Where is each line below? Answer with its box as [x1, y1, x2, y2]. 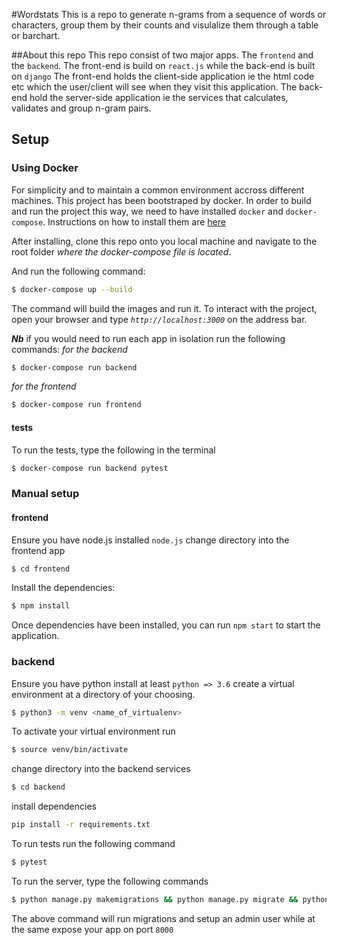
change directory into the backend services [11, 763, 191, 775]
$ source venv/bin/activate [11, 745, 129, 755]
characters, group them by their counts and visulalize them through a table [11, 19, 319, 31]
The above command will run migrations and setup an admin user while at [11, 912, 316, 924]
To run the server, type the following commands [11, 875, 209, 887]
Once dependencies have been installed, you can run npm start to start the [11, 619, 321, 631]
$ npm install [11, 601, 71, 611]
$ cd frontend [11, 564, 71, 574]
